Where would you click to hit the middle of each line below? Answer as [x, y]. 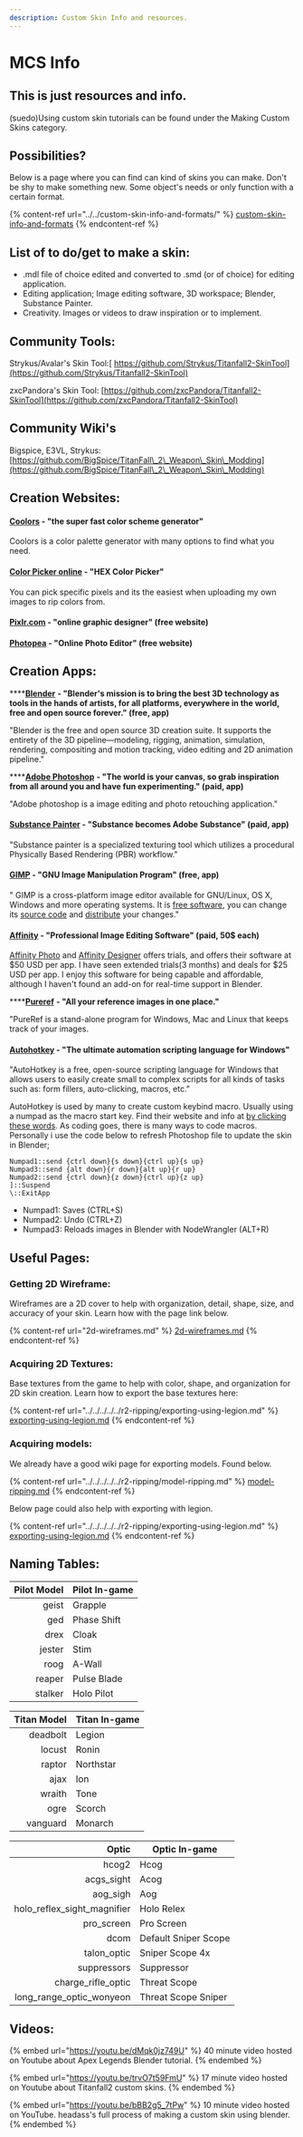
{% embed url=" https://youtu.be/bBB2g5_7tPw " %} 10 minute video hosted [150, 2105]
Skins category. [38, 127]
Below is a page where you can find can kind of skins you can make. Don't [148, 178]
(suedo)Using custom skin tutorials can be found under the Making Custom [150, 118]
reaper [50, 1678]
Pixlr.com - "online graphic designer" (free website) [109, 623]
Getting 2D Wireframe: [60, 1283]
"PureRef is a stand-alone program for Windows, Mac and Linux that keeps [149, 1020]
